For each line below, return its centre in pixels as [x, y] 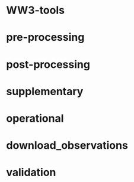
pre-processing [45, 38]
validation [31, 173]
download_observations [67, 146]
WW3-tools [36, 10]
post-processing [48, 64]
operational [35, 118]
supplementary [45, 91]
